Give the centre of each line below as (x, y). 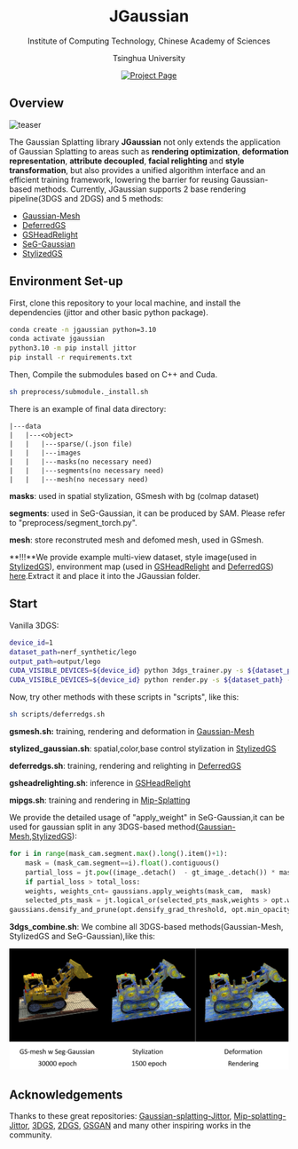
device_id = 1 (31, 642)
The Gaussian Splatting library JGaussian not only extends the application (145, 142)
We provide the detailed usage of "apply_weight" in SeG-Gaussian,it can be (147, 817)
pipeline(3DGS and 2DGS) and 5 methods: (86, 198)
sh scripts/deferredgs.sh (57, 715)
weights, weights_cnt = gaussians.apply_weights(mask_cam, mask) (149, 891)
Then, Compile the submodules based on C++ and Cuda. (114, 375)
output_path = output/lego (55, 662)
